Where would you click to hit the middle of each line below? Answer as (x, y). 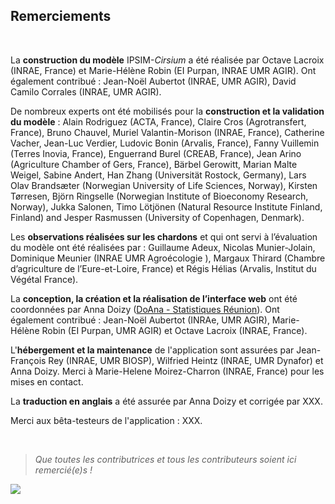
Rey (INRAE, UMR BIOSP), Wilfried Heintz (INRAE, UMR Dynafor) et (186, 360)
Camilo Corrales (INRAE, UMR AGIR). (86, 91)
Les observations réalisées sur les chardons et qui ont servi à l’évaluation (164, 236)
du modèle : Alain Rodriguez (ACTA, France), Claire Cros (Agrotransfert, (158, 121)
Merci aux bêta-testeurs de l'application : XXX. (106, 420)
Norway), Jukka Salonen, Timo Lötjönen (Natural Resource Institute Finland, (166, 206)
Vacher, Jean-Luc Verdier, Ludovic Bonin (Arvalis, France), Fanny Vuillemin (165, 143)
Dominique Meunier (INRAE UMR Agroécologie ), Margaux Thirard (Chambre (168, 258)
